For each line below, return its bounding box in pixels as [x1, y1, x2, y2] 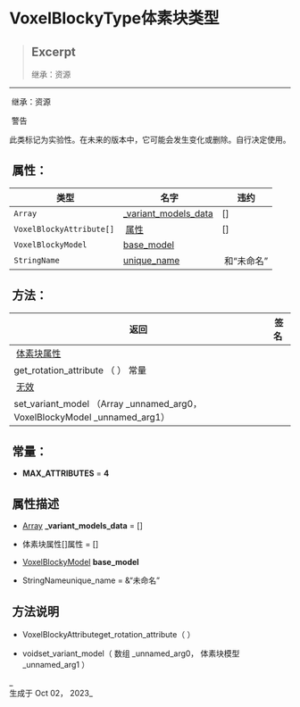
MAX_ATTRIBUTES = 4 [21, 468, 110, 478]
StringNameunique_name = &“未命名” [21, 575, 161, 586]
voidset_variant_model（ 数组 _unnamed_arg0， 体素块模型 [21, 648, 240, 659]
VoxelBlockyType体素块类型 [9, 8, 221, 29]
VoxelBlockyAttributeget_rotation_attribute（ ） [21, 629, 196, 640]
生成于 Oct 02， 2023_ [9, 688, 94, 699]
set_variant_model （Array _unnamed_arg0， [13, 397, 203, 410]
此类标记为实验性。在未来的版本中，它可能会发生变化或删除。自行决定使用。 [9, 135, 291, 145]
